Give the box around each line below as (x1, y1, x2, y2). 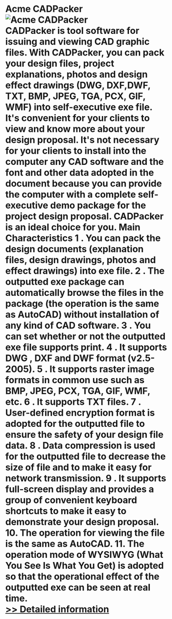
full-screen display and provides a (5, 483, 154, 495)
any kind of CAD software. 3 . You (5, 320, 151, 331)
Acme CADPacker (5, 3, 83, 15)
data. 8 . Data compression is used (5, 440, 156, 452)
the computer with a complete (5, 189, 136, 200)
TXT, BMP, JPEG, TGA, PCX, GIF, (5, 90, 146, 102)
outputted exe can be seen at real (5, 582, 150, 593)
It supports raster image (49, 363, 155, 375)
